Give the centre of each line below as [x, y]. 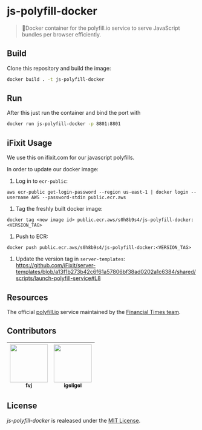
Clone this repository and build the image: [59, 68]
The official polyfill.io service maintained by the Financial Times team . [94, 312]
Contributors [32, 331]
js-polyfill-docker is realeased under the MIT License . [74, 420]
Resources [28, 297]
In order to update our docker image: [53, 169]
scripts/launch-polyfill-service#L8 [58, 278]
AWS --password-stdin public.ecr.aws [79, 198]
